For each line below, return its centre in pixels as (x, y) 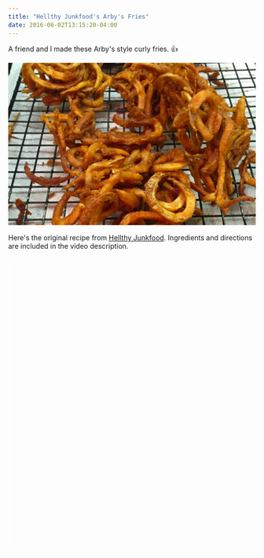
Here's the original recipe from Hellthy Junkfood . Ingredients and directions (130, 238)
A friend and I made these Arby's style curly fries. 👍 (93, 49)
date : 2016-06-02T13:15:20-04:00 (63, 25)
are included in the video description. (68, 246)
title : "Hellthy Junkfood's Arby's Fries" (79, 16)
